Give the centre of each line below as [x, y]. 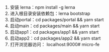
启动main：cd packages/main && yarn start [55, 26]
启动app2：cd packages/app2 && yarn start [55, 38]
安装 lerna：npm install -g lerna [42, 7]
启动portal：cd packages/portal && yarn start [57, 20]
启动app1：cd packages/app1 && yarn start [54, 32]
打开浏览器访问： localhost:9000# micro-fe [55, 44]
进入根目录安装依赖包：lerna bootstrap [50, 13]
